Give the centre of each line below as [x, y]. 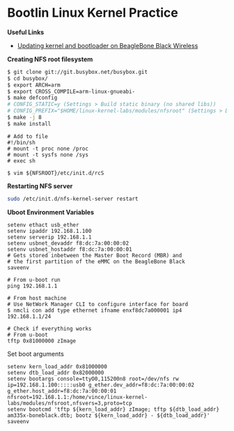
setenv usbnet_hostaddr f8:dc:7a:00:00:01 [70, 249]
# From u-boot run [34, 280]
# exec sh [22, 161]
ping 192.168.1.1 [32, 286]
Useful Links [26, 32]
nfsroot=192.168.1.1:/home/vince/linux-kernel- [78, 397]
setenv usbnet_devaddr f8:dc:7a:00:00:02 [68, 243]
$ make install [29, 123]
